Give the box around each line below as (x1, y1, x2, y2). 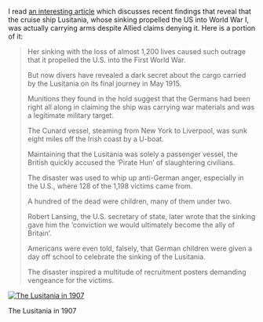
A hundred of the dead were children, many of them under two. (27, 196, 232, 206)
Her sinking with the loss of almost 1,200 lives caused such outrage (27, 47, 247, 56)
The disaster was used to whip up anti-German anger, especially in (27, 173, 244, 182)
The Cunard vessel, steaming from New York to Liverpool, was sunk (27, 126, 247, 135)
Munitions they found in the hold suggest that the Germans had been (27, 94, 250, 103)
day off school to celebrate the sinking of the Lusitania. (27, 252, 206, 262)
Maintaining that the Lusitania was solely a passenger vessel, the (27, 149, 238, 159)
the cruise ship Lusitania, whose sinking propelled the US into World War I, (8, 15, 250, 24)
